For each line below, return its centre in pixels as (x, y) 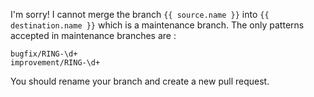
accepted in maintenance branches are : (93, 35)
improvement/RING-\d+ (55, 63)
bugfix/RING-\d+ (44, 54)
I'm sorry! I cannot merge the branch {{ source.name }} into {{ (140, 14)
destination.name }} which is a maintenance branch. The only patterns (157, 25)
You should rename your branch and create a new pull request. (140, 81)
